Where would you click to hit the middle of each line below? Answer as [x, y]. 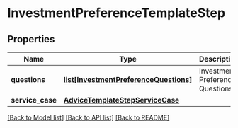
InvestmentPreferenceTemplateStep [116, 13]
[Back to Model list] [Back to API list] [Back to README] [89, 117]
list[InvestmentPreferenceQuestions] [128, 80]
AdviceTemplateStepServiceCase [121, 100]
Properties [31, 39]
